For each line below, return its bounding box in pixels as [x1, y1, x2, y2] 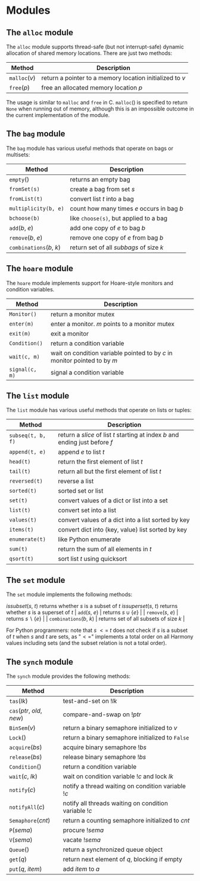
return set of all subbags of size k [70, 243, 164, 251]
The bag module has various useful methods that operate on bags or [6, 145, 174, 152]
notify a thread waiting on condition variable [62, 782, 186, 790]
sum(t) [9, 546, 28, 552]
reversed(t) [9, 478, 43, 484]
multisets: [6, 151, 30, 158]
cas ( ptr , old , [9, 707, 43, 715]
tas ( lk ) [9, 697, 28, 705]
